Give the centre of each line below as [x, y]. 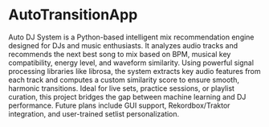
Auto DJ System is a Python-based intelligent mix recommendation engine [131, 37]
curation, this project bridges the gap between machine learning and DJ [127, 96]
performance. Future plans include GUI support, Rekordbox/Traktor [119, 105]
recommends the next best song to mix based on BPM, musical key [120, 54]
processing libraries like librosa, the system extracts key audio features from [134, 71]
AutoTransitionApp [73, 15]
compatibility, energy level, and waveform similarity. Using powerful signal [131, 63]
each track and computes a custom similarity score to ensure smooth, [124, 80]
